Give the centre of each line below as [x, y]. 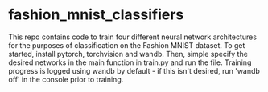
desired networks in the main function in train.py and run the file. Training [130, 62]
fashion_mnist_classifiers [96, 15]
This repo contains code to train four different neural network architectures [133, 37]
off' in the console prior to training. [66, 79]
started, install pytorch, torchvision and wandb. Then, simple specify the [128, 54]
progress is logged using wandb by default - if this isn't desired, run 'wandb [134, 70]
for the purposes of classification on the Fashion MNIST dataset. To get [127, 45]
